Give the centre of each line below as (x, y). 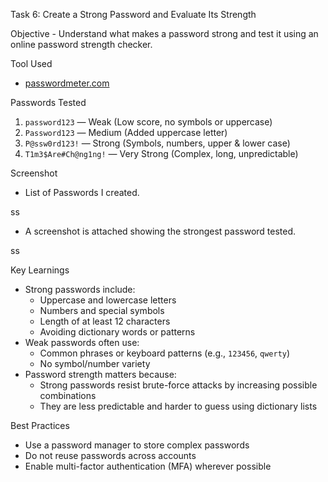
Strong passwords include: (80, 289)
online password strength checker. (81, 44)
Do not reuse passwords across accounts (110, 455)
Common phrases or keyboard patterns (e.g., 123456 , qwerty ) (165, 353)
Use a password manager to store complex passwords (137, 445)
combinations (68, 395)
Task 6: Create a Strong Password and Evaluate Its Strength (133, 14)
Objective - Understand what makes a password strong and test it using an (164, 33)
